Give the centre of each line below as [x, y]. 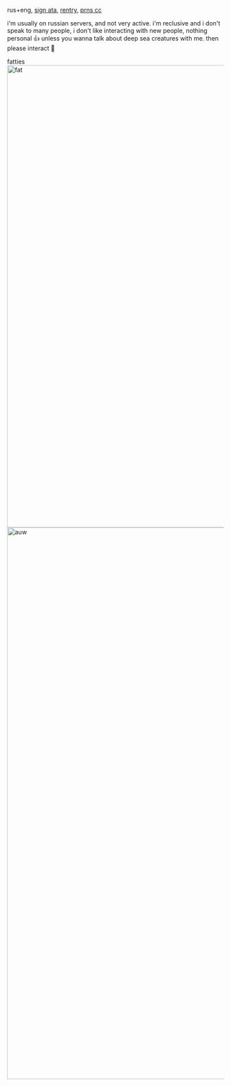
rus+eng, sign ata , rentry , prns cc [54, 10]
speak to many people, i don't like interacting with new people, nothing [107, 31]
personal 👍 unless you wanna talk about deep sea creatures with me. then [113, 38]
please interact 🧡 [31, 48]
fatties [16, 62]
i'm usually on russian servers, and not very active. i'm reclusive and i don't [114, 23]
